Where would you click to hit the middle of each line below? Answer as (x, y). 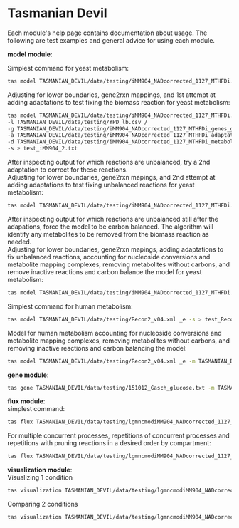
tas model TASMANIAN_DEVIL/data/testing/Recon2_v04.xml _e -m (101, 361)
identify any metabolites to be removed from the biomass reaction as (108, 234)
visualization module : (40, 470)
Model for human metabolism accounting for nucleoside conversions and (115, 333)
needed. (20, 242)
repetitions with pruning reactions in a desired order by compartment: (109, 443)
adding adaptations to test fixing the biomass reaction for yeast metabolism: (119, 102)
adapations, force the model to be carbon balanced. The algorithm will (110, 227)
